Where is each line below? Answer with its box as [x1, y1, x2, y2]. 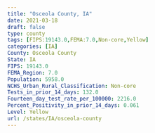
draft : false [7, 23, 46, 30]
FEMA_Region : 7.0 [7, 69, 58, 76]
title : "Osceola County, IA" [7, 10, 93, 18]
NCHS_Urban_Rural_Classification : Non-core [7, 82, 137, 89]
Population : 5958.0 [7, 75, 65, 83]
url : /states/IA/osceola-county [7, 115, 102, 122]
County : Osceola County [7, 50, 77, 57]
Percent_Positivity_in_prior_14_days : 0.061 [7, 102, 140, 109]
